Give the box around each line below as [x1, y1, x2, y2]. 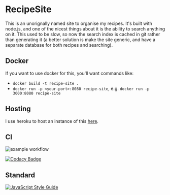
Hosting [5, 105, 31, 113]
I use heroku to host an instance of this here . [5, 118, 99, 124]
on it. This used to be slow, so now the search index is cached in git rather [5, 31, 160, 37]
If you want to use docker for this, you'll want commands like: [5, 70, 134, 76]
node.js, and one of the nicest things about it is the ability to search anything [5, 25, 165, 31]
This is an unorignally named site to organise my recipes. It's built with [5, 20, 152, 26]
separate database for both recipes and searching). [5, 42, 113, 48]
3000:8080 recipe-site [12, 90, 61, 96]
